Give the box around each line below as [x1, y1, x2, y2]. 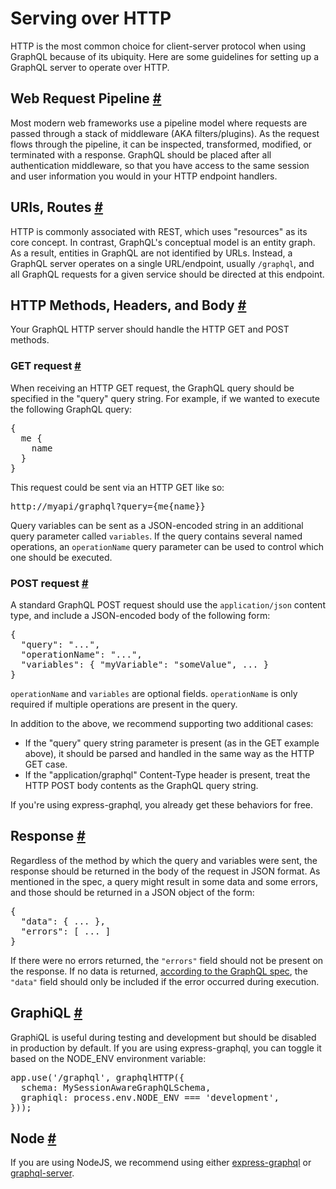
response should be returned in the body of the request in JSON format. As [10, 865, 321, 877]
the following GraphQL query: [10, 403, 133, 415]
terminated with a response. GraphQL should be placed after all [10, 148, 272, 161]
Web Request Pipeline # [10, 90, 162, 107]
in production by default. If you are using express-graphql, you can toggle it [10, 1042, 322, 1054]
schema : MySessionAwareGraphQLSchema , [20, 1082, 212, 1093]
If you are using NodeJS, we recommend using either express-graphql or [10, 1157, 312, 1169]
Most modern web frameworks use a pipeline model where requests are [10, 117, 308, 129]
